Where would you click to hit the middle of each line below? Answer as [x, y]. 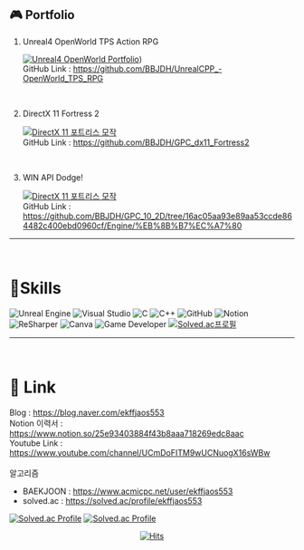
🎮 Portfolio [42, 15]
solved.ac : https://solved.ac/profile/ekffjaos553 [112, 500]
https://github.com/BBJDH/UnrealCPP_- [147, 68]
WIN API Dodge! [52, 177]
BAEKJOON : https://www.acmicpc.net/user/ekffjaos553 [128, 491]
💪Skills [35, 288]
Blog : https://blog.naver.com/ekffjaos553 [87, 412]
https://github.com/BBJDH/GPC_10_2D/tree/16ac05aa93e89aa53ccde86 [157, 216]
